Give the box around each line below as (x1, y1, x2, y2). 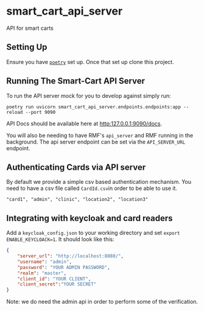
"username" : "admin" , (17, 259, 72, 265)
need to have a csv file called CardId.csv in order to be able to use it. (6, 184, 178, 192)
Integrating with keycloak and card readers (6, 213, 173, 223)
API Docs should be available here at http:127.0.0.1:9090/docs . (6, 120, 163, 127)
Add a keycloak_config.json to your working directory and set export (6, 229, 180, 237)
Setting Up (6, 42, 47, 52)
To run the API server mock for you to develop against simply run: (6, 92, 172, 99)
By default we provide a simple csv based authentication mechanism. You (6, 178, 192, 186)
